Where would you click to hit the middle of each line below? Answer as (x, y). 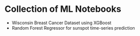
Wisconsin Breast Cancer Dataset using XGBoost (61, 23)
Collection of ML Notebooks (63, 9)
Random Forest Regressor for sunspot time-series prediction (73, 28)
